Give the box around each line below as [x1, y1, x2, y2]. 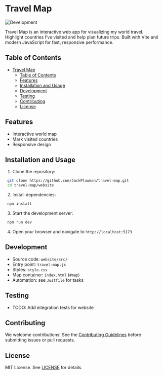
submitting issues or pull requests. [5, 337, 75, 343]
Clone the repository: [12, 169, 56, 175]
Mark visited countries [12, 136, 58, 142]
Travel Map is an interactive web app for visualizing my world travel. [5, 29, 144, 35]
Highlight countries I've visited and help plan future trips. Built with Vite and [5, 34, 159, 40]
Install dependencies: [12, 192, 56, 198]
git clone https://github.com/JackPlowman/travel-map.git [7, 178, 129, 183]
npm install [7, 201, 32, 206]
